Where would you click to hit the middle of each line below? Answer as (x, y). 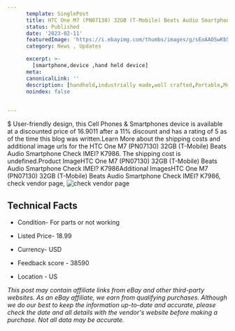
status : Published (52, 27)
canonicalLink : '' (52, 78)
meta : (34, 72)
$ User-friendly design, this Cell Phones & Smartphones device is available (115, 124)
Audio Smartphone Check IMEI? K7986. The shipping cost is (94, 154)
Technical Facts (43, 205)
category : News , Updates (63, 46)
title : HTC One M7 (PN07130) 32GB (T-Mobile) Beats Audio (112, 20)
